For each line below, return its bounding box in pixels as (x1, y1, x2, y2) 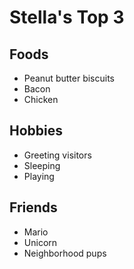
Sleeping (23, 159, 61, 171)
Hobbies (9, 122, 64, 140)
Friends (9, 199, 58, 216)
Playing (23, 170, 55, 182)
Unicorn (23, 236, 58, 248)
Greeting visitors (23, 149, 92, 161)
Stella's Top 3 (9, 6, 125, 29)
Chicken (23, 94, 59, 105)
